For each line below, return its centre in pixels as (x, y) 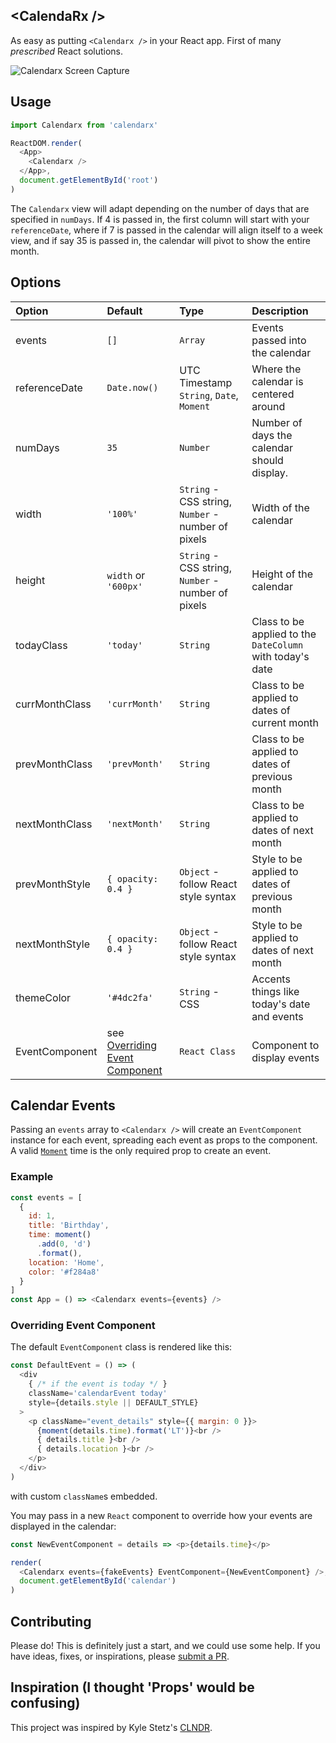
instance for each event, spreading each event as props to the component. (164, 1140)
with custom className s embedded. (84, 1496)
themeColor (43, 997)
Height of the (282, 574)
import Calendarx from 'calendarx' (84, 125)
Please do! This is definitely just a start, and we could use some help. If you (165, 1646)
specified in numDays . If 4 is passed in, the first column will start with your (160, 219)
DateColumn (277, 645)
